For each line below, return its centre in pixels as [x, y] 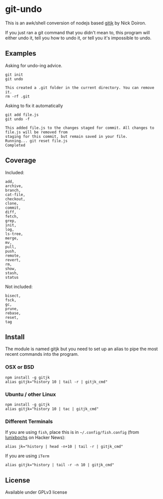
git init [14, 75]
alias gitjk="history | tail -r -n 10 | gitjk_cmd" [60, 465]
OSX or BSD [20, 367]
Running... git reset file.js [37, 141]
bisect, [13, 296]
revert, [13, 260]
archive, [14, 186]
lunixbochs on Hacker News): [35, 438]
